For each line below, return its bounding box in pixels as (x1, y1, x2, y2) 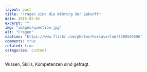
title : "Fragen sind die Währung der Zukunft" (5, 12, 101, 17)
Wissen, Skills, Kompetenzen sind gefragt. (5, 61, 90, 67)
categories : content (5, 48, 47, 53)
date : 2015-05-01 (5, 16, 40, 21)
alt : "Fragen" (5, 30, 34, 35)
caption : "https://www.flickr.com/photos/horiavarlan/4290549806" (5, 35, 143, 39)
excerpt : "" (5, 20, 29, 26)
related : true (5, 43, 34, 48)
